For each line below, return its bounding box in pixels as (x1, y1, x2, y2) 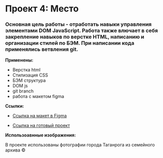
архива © (5, 147, 26, 153)
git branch (12, 88, 34, 94)
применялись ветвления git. (5, 46, 78, 53)
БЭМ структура (12, 77, 46, 83)
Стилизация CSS (12, 72, 48, 78)
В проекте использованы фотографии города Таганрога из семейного (5, 142, 155, 148)
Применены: (5, 57, 33, 63)
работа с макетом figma (12, 93, 64, 99)
